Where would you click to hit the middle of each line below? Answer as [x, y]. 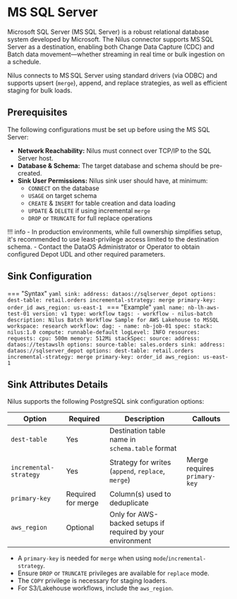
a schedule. [24, 61]
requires [200, 469]
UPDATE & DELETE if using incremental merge [89, 210]
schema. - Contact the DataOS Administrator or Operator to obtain [104, 247]
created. [30, 173]
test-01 [19, 314]
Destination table [137, 431]
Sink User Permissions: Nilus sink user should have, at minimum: [113, 180]
